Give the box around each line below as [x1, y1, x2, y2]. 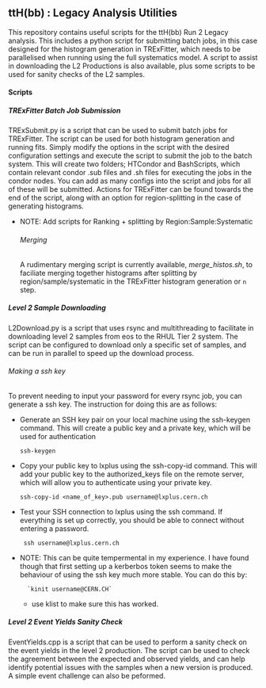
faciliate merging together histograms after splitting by [19, 268, 198, 277]
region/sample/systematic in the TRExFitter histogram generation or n [19, 277, 247, 286]
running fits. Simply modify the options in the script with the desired [8, 143, 230, 152]
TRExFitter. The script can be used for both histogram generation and [8, 134, 235, 143]
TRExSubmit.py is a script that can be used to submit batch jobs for [8, 126, 228, 136]
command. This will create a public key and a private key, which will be [19, 423, 251, 433]
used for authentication [19, 431, 97, 441]
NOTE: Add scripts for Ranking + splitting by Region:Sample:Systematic [19, 217, 253, 227]
